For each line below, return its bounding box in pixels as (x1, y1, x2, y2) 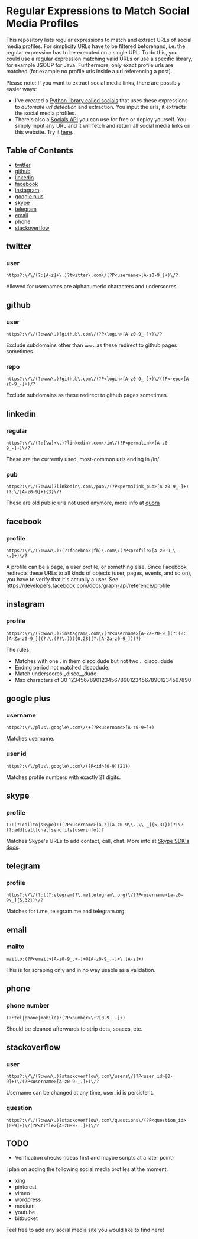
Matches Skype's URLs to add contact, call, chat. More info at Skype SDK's (6, 838, 190, 845)
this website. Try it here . (14, 128, 74, 136)
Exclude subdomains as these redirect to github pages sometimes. (6, 392, 168, 399)
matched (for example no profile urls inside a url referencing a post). (6, 67, 173, 75)
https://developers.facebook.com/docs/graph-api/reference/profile (6, 582, 170, 590)
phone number (6, 1002, 50, 1010)
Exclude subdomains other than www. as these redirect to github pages (6, 342, 177, 349)
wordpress (14, 1196, 41, 1203)
